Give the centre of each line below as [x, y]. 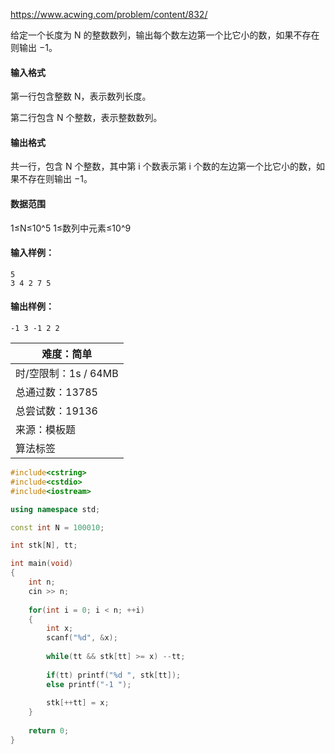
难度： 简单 [67, 354]
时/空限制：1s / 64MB [67, 374]
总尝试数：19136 [56, 411]
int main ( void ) [42, 564]
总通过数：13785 [56, 392]
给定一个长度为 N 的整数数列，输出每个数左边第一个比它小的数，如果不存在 [165, 35]
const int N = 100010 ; [57, 527]
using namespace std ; [55, 509]
